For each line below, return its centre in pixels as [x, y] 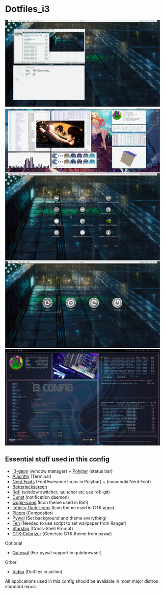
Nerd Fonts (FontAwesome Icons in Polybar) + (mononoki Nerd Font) [82, 481]
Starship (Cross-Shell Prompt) [43, 528]
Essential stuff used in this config [57, 459]
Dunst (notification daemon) [41, 497]
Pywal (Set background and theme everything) [59, 518]
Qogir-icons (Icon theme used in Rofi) [50, 502]
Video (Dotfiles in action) [37, 571]
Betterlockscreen [30, 487]
